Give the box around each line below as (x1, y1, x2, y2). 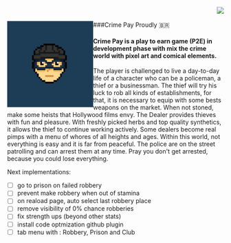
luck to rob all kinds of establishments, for (93, 89, 212, 97)
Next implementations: (7, 168, 71, 176)
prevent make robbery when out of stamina (16, 189, 140, 198)
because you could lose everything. (7, 155, 109, 163)
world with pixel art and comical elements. (93, 52, 217, 60)
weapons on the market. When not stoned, (93, 103, 214, 112)
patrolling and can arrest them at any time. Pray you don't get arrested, (7, 147, 208, 156)
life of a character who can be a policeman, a (93, 74, 221, 83)
